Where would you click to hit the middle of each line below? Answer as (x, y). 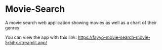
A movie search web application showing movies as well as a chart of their (81, 23)
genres (12, 27)
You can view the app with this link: (41, 37)
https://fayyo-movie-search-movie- (114, 37)
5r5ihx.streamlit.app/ (26, 42)
